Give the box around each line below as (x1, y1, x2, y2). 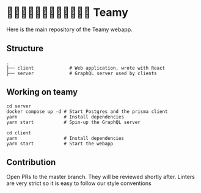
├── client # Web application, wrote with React (6, 65, 166, 71)
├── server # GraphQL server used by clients (6, 70, 157, 76)
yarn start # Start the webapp (6, 140, 114, 147)
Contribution (6, 157, 56, 167)
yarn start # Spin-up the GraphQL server (6, 119, 141, 125)
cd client (6, 129, 32, 136)
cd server (6, 103, 32, 109)
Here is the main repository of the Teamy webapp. (6, 26, 133, 33)
